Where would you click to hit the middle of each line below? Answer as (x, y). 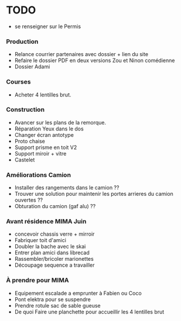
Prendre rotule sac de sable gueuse (57, 305)
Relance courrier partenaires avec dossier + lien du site (81, 54)
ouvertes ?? (28, 200)
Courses (18, 82)
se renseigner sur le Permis (47, 26)
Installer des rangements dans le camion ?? (67, 188)
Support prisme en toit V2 (46, 147)
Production (22, 42)
